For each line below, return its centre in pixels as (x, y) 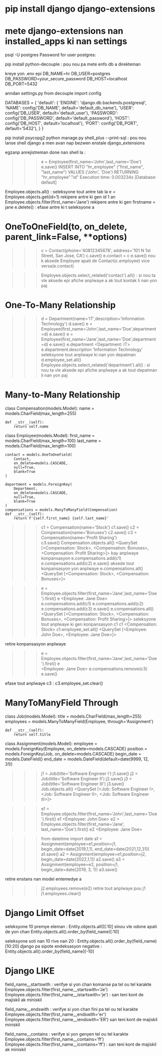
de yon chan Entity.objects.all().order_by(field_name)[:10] (62, 931)
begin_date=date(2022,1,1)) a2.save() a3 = (83, 859)
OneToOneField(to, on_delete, (66, 227)
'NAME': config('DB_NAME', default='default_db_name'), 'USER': (69, 108)
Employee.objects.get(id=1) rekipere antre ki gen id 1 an (60, 197)
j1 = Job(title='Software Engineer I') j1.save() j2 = (89, 773)
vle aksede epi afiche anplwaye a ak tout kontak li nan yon (99, 281)
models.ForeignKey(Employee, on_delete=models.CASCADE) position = (76, 749)
